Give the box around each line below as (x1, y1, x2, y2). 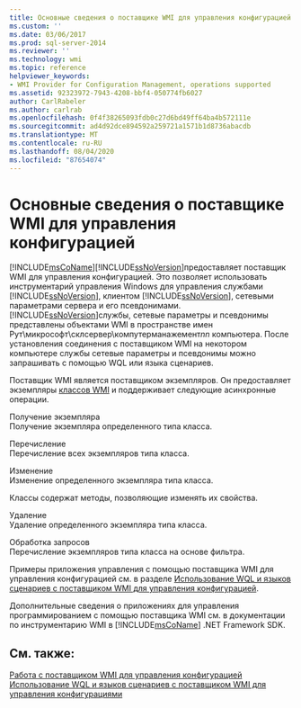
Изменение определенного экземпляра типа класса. (9, 475, 214, 486)
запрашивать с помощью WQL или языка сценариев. (9, 357, 214, 369)
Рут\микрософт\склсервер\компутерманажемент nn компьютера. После (9, 329, 289, 340)
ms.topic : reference (9, 64, 87, 73)
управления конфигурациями (9, 689, 123, 700)
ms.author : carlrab (9, 105, 83, 114)
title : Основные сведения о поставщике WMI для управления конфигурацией (9, 13, 292, 22)
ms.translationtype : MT (9, 130, 99, 139)
